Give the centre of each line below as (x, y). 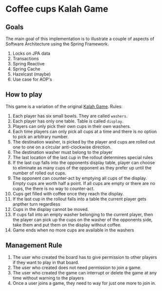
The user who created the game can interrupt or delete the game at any (85, 272)
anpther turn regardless (36, 204)
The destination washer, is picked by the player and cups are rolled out (84, 142)
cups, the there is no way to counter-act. (53, 188)
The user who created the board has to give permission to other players (85, 257)
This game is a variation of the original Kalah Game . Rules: (64, 106)
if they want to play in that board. (46, 262)
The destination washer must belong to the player (62, 152)
